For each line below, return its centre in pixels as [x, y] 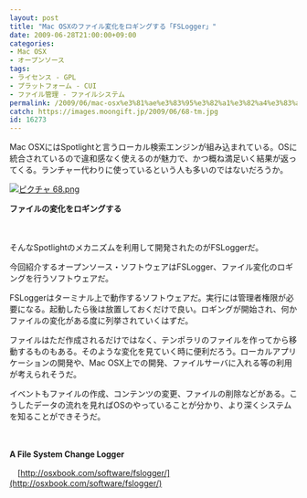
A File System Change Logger [67, 454]
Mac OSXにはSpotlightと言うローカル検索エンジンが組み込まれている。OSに [153, 147]
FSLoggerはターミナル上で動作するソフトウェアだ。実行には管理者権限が [148, 298]
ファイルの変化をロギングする [65, 209]
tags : [20, 69]
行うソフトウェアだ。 [74, 279]
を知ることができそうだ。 [58, 417]
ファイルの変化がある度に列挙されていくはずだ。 [101, 321]
